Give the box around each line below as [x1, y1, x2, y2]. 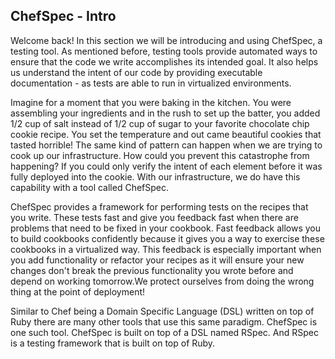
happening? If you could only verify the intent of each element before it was [10, 160, 323, 172]
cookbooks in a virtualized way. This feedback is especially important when [10, 243, 322, 255]
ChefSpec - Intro [10, 8, 117, 25]
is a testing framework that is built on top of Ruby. [10, 337, 216, 349]
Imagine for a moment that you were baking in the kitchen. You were [10, 96, 292, 108]
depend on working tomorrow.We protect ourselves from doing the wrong [10, 275, 315, 287]
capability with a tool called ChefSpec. [10, 181, 170, 193]
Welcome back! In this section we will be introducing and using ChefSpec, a [10, 34, 323, 46]
